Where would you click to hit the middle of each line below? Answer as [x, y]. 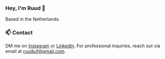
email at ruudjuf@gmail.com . [36, 51]
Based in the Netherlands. [33, 19]
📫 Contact [19, 33]
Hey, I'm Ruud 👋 [25, 8]
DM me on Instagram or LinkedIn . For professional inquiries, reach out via [83, 46]
